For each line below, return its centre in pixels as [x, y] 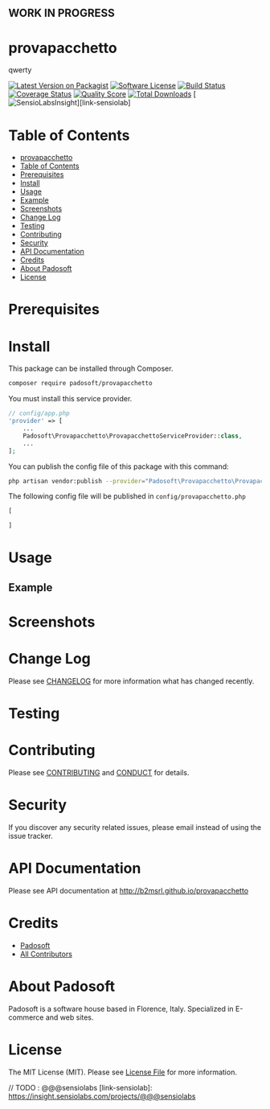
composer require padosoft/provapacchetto [80, 384]
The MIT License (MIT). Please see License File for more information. [123, 1072]
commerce [26, 1017]
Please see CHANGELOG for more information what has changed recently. [131, 681]
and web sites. [70, 1017]
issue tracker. [31, 836]
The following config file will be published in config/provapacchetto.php [127, 496]
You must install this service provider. [70, 399]
